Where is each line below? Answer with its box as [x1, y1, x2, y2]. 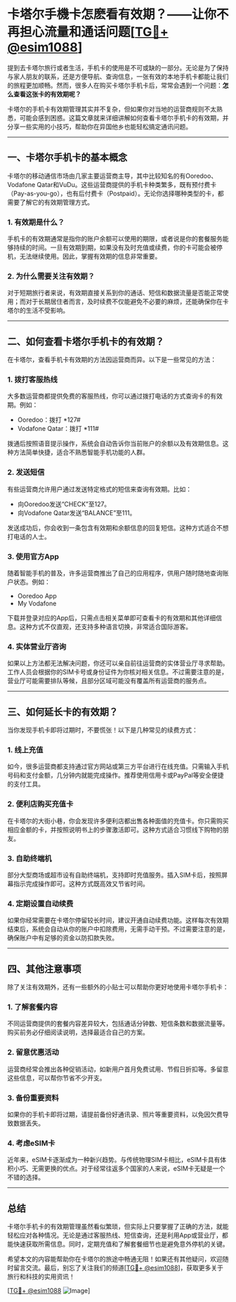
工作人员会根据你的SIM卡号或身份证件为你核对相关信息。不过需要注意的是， [7, 668, 228, 676]
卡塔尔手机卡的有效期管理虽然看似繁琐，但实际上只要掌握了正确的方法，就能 [7, 1223, 229, 1231]
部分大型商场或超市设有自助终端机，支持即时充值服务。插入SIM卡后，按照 [7, 871, 222, 879]
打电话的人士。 [7, 532, 51, 541]
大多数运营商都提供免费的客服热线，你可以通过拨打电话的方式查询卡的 [7, 392, 211, 401]
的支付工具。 [7, 780, 44, 788]
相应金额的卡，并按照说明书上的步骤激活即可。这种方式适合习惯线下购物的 [7, 825, 223, 834]
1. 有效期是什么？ [7, 217, 65, 227]
